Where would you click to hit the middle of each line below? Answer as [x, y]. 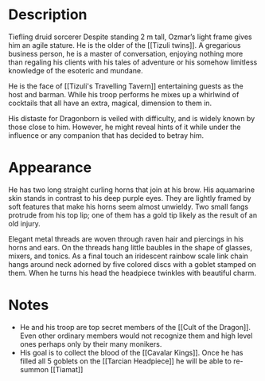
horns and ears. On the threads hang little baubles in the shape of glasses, [131, 247]
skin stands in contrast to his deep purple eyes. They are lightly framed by [130, 198]
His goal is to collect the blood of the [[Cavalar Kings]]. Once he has [131, 352]
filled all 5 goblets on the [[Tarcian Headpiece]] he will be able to [126, 361]
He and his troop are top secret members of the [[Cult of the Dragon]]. [135, 327]
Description [48, 15]
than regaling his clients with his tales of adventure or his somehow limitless [133, 62]
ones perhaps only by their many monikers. [91, 344]
